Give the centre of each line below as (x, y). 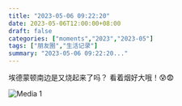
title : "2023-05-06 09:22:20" (59, 16)
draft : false (30, 31)
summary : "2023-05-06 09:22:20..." (68, 53)
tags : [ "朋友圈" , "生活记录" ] (53, 46)
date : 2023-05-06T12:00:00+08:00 (65, 23)
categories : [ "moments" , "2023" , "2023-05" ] (81, 38)
